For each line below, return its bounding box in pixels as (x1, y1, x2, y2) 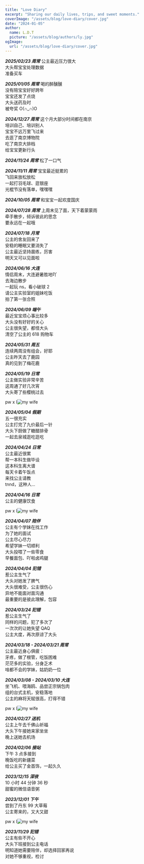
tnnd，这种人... (5, 481, 35, 487)
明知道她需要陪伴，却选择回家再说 (5, 847, 74, 853)
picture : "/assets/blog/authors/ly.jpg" (9, 35, 93, 40)
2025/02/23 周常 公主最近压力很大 (5, 58, 76, 64)
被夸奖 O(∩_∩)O (5, 106, 38, 111)
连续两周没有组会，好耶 (5, 348, 53, 354)
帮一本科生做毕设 (5, 457, 40, 463)
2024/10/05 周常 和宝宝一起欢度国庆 (5, 197, 80, 203)
